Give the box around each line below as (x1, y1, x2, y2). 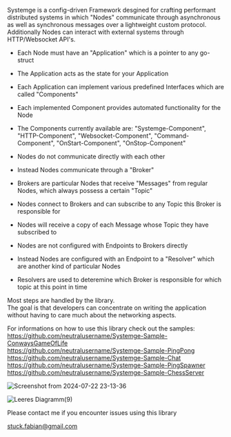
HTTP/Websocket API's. (7, 35, 76, 44)
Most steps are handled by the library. (7, 297, 115, 304)
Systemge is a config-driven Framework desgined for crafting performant (7, 6, 216, 14)
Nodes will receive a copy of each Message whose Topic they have (17, 221, 209, 229)
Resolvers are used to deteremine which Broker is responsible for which (17, 276, 222, 283)
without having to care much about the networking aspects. (7, 311, 177, 319)
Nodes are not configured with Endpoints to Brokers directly (17, 241, 188, 250)
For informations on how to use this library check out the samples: (7, 324, 195, 333)
